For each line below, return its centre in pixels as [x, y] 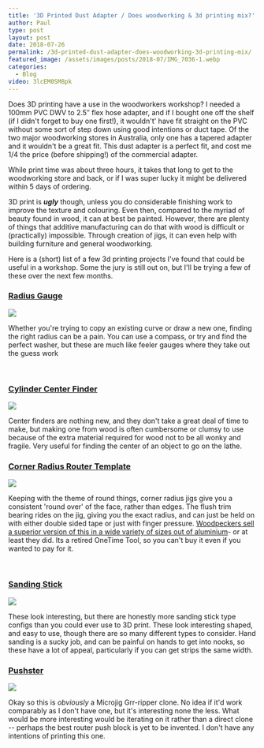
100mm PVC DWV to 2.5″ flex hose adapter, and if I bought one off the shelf [131, 112]
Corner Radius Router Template [70, 466]
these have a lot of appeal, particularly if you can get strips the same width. [131, 650]
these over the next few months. [61, 275]
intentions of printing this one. [57, 735]
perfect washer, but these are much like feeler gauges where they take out [129, 345]
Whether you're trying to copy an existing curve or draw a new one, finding [130, 327]
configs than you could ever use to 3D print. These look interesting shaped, [131, 625]
